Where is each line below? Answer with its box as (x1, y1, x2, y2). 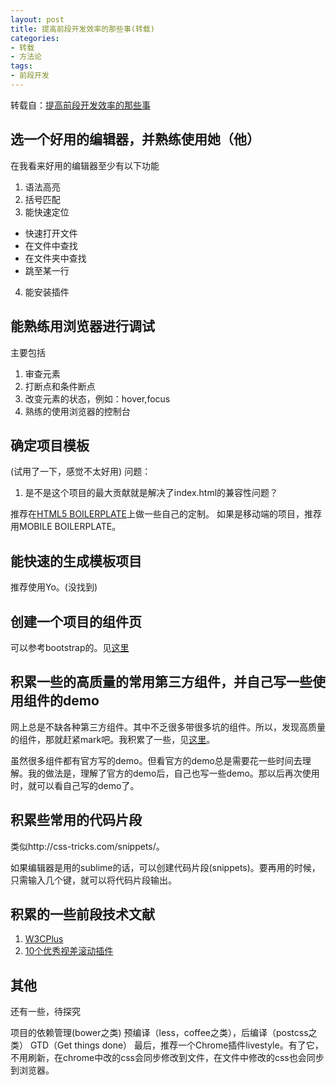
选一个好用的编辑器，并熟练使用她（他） (10, 131, 260, 148)
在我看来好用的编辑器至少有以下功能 (10, 159, 160, 171)
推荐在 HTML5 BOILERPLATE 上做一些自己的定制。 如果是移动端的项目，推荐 (10, 508, 322, 520)
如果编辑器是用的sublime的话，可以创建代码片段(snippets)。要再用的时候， (10, 861, 321, 873)
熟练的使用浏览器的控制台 (24, 405, 131, 417)
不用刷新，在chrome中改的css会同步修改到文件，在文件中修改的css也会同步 (10, 1052, 325, 1064)
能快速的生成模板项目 (10, 552, 142, 570)
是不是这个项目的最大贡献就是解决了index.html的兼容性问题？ (24, 487, 279, 499)
